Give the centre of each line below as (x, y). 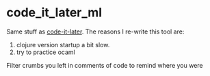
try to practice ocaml (46, 52)
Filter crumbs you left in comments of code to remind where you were (105, 65)
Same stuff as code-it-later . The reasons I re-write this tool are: (95, 31)
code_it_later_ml (54, 13)
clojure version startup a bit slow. (63, 45)
